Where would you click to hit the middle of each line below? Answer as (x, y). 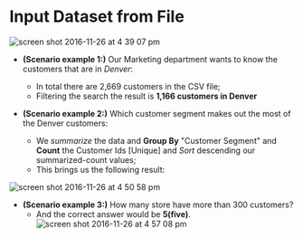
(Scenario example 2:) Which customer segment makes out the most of (156, 113)
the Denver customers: (65, 123)
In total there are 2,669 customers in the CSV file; (128, 86)
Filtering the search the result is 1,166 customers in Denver (147, 96)
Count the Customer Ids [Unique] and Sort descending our (146, 150)
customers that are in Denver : (78, 69)
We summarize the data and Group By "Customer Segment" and (156, 140)
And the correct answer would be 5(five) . (114, 214)
